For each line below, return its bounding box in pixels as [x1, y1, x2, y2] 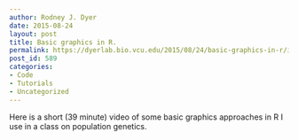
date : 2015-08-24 [9, 21, 74, 30]
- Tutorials [9, 79, 53, 88]
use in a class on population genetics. [9, 121, 147, 131]
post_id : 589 [9, 54, 58, 63]
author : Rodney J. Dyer [9, 12, 98, 22]
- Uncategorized [9, 87, 69, 96]
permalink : [9, 46, 50, 55]
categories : [9, 63, 53, 72]
